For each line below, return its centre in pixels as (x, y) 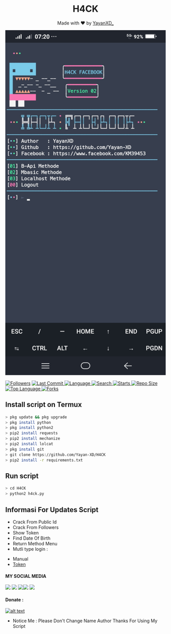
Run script (22, 476)
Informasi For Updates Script (52, 510)
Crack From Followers (36, 527)
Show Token (26, 532)
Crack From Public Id (35, 522)
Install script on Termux (44, 405)
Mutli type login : (30, 549)
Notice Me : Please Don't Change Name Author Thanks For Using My (85, 621)
